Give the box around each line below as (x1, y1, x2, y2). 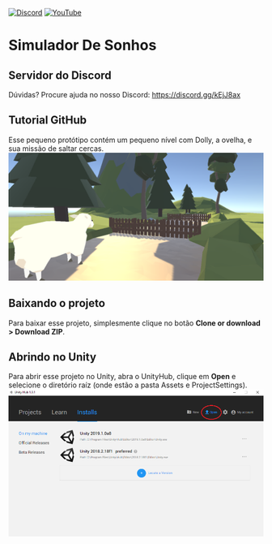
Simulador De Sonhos (8, 37, 157, 54)
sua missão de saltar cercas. (8, 143, 104, 153)
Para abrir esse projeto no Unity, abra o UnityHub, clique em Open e (8, 372, 236, 382)
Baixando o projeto (8, 296, 105, 310)
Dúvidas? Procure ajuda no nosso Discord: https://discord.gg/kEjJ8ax (8, 90, 241, 99)
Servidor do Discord (8, 68, 112, 82)
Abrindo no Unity (8, 350, 97, 365)
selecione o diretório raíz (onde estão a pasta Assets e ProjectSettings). (8, 380, 248, 390)
